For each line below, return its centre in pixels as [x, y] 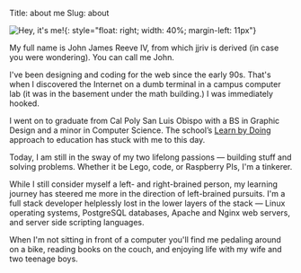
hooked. [25, 103]
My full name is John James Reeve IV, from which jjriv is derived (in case [144, 48]
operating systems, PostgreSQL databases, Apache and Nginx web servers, [150, 213]
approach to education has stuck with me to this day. [107, 140]
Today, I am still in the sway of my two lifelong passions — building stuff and [150, 157]
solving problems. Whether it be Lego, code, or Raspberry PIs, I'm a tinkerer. [151, 167]
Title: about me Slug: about [59, 13]
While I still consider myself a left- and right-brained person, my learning [144, 184]
